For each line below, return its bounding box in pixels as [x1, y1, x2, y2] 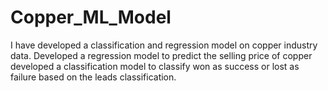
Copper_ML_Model [10, 6, 172, 29]
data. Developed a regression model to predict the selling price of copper [10, 49, 313, 61]
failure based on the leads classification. [10, 71, 177, 83]
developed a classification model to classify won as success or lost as [10, 60, 300, 72]
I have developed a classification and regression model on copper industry [10, 39, 318, 51]
